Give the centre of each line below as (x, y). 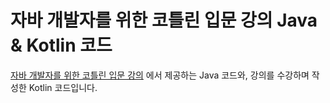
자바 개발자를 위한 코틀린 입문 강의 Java (164, 20)
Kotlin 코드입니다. (63, 87)
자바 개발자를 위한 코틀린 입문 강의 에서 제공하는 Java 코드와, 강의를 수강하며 (160, 75)
